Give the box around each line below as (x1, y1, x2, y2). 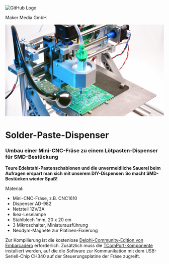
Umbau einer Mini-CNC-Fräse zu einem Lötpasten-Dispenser (5, 147, 158, 154)
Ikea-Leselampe (12, 211, 46, 217)
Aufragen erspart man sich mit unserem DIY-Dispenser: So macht (5, 170, 146, 176)
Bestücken (5, 175, 29, 181)
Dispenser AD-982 (12, 201, 52, 207)
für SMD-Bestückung (5, 154, 59, 161)
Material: (5, 185, 24, 191)
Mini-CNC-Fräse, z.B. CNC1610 (12, 195, 77, 201)
